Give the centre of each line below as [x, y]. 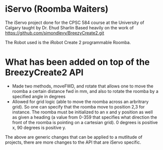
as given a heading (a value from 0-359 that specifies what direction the [84, 117]
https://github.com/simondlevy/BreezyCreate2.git [55, 33]
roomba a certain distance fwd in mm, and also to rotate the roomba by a [85, 91]
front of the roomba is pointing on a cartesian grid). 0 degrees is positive [85, 122]
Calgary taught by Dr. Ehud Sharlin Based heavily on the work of [69, 27]
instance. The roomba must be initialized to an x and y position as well [82, 112]
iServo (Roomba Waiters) [57, 9]
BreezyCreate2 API [44, 73]
